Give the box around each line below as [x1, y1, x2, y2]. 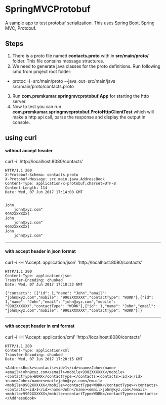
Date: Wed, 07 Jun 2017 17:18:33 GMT [5, 282, 83, 287]
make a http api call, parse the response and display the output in [12, 114, 146, 120]
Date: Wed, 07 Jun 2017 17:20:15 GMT [5, 356, 83, 361]
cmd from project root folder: [12, 68, 72, 74]
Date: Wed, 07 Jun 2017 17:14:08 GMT [5, 190, 83, 195]
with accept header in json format [5, 248, 76, 254]
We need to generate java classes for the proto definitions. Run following [12, 63, 161, 69]
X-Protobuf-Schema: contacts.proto [5, 173, 79, 177]
